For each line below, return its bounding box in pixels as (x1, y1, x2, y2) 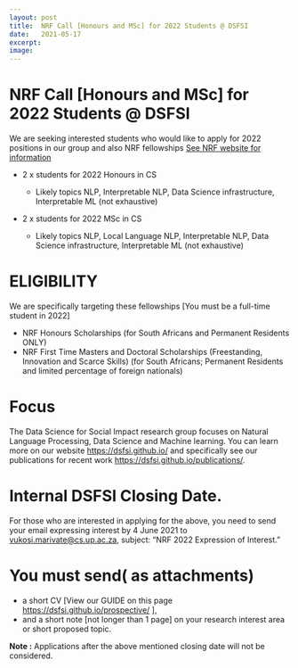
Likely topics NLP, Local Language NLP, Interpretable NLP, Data (35, 231, 270, 242)
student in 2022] (9, 310, 70, 321)
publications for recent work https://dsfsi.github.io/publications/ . (9, 454, 246, 465)
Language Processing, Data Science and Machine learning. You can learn (9, 435, 278, 446)
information (9, 153, 52, 163)
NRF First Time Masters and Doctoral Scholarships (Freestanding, (21, 347, 263, 357)
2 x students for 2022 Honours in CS (21, 169, 157, 180)
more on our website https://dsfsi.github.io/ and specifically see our (9, 445, 258, 456)
